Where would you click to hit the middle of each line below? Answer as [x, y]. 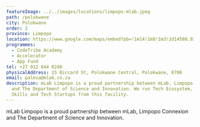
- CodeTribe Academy [37, 50]
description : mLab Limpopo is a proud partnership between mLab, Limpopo [100, 84]
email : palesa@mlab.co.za [38, 78]
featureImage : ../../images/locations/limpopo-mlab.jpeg [78, 12]
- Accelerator [29, 56]
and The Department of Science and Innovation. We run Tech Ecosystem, [102, 89]
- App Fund [25, 61]
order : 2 [17, 28]
